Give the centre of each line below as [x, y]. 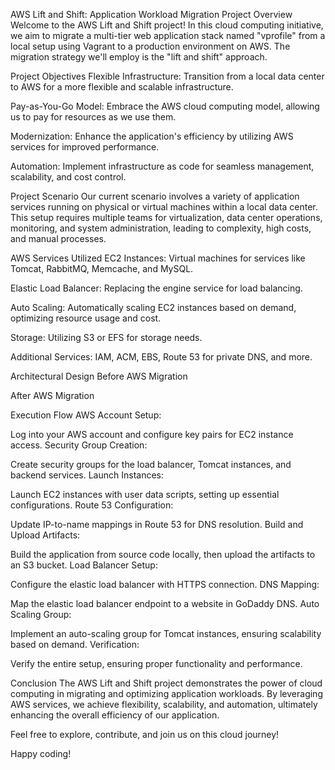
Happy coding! [41, 753]
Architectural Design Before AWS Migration [99, 376]
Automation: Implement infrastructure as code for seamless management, [162, 166]
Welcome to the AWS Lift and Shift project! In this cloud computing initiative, [167, 25]
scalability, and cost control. [68, 177]
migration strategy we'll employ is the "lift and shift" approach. [139, 57]
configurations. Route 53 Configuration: [92, 505]
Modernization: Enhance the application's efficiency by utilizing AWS [152, 136]
